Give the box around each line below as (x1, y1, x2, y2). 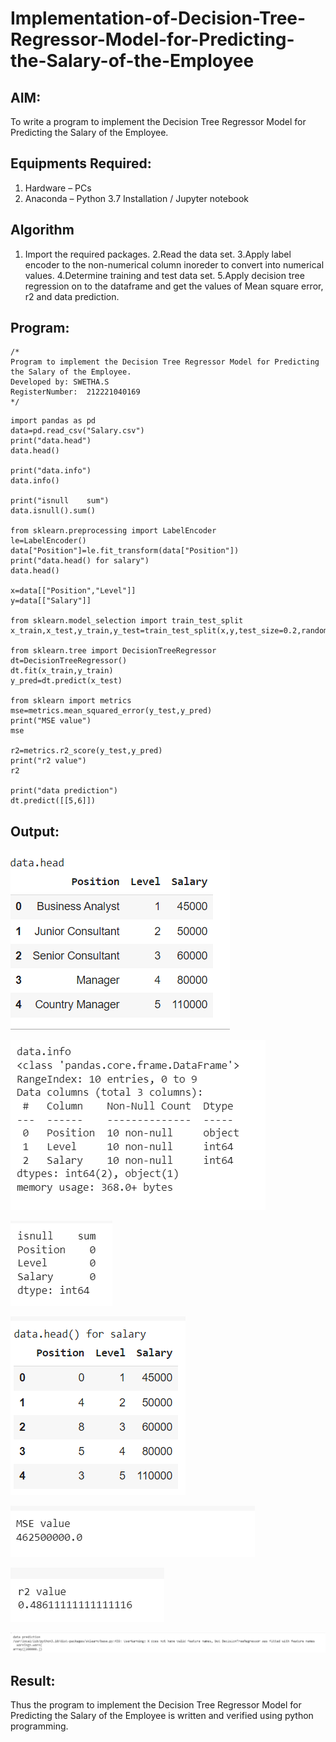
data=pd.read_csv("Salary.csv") (10, 426, 145, 436)
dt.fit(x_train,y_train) (10, 666, 114, 676)
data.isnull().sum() (10, 506, 97, 516)
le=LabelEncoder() (10, 536, 87, 546)
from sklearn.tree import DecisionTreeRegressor (10, 646, 217, 656)
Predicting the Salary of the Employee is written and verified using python (10, 1710, 314, 1722)
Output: (10, 823, 60, 840)
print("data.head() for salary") (10, 556, 150, 566)
